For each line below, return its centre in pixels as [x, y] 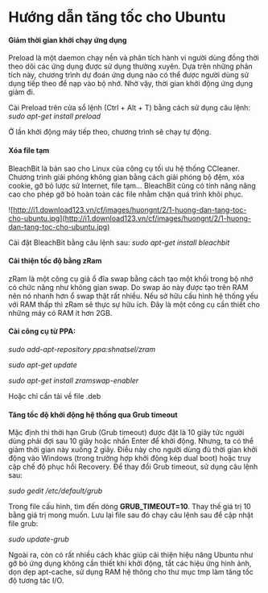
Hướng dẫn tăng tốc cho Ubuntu [117, 17]
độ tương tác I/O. [36, 581]
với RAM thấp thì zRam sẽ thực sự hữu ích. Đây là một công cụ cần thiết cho [134, 304]
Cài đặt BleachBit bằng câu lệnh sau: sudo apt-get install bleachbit [119, 243]
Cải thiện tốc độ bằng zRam [55, 261]
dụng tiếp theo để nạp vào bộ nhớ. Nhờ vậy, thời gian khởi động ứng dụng [131, 84]
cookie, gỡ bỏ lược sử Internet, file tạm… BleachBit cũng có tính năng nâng [132, 185]
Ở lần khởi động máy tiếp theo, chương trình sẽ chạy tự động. [110, 132]
